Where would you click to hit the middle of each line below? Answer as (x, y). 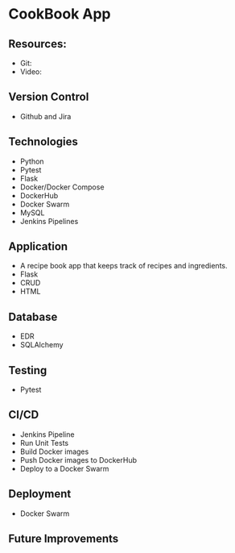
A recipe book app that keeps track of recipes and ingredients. (124, 266)
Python (32, 161)
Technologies (43, 142)
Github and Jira (45, 116)
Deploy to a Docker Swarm (64, 468)
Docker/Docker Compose (62, 187)
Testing (28, 370)
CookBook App (60, 14)
